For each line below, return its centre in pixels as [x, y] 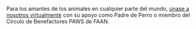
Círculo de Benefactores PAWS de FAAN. [58, 21]
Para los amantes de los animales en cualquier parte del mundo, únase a [98, 9]
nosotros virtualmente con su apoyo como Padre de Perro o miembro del [98, 15]
